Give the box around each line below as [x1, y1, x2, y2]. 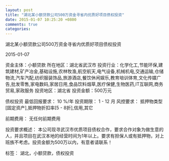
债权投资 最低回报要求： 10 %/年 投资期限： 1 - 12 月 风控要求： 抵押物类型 [5, 98, 163, 105]
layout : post [5, 7, 33, 13]
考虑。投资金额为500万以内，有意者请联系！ [18, 139, 113, 146]
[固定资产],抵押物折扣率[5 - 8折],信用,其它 [5, 105, 93, 111]
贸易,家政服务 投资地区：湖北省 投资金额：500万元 [5, 87, 112, 94]
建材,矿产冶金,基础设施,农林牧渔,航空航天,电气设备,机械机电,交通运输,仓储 [9, 68, 164, 75]
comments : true [5, 21, 38, 27]
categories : [5, 27, 31, 32]
